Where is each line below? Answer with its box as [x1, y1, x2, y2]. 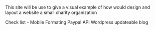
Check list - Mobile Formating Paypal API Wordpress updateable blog [5, 19, 148, 25]
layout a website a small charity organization [5, 9, 97, 15]
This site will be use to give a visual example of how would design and [5, 4, 150, 10]
